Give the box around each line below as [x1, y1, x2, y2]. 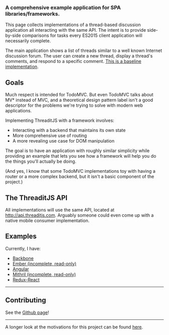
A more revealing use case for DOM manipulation [12, 138, 115, 144]
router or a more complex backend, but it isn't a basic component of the [5, 173, 154, 180]
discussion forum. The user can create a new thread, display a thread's [5, 53, 153, 59]
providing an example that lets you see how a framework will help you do [5, 153, 156, 159]
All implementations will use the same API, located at [5, 207, 115, 213]
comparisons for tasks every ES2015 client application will [22, 32, 142, 39]
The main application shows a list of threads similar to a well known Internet [5, 47, 162, 54]
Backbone [12, 255, 34, 261]
